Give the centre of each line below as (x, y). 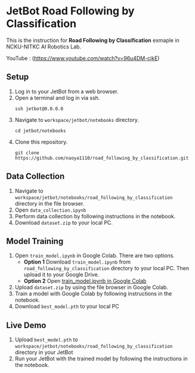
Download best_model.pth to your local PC (67, 307)
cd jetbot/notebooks (40, 131)
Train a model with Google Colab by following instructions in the (93, 293)
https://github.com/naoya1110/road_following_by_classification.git (102, 158)
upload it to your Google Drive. (61, 275)
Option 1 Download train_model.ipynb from (77, 262)
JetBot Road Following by (70, 11)
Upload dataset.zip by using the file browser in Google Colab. (92, 288)
